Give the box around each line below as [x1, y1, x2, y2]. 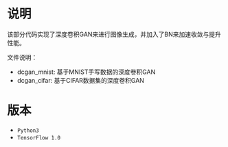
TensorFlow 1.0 [16, 134, 61, 141]
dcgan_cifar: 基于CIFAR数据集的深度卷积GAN [16, 76, 144, 84]
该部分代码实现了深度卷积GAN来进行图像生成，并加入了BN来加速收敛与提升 [7, 30, 222, 38]
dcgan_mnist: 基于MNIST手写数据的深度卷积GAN [16, 68, 156, 76]
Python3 [16, 127, 39, 134]
